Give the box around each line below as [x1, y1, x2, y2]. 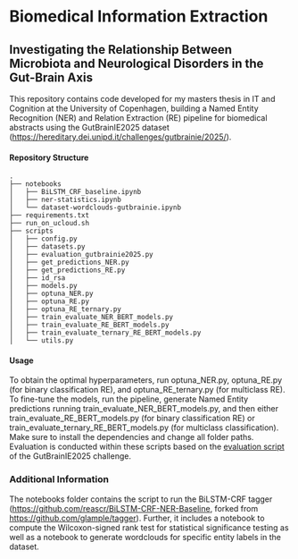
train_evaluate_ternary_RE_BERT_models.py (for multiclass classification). [9, 422, 279, 433]
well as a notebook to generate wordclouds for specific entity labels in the [9, 531, 281, 542]
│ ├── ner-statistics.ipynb [9, 195, 122, 205]
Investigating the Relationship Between [9, 42, 233, 57]
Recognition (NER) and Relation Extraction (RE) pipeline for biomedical [9, 113, 268, 123]
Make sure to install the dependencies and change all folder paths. [9, 432, 254, 443]
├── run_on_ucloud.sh [9, 219, 90, 228]
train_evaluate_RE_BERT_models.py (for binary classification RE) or [9, 413, 256, 424]
